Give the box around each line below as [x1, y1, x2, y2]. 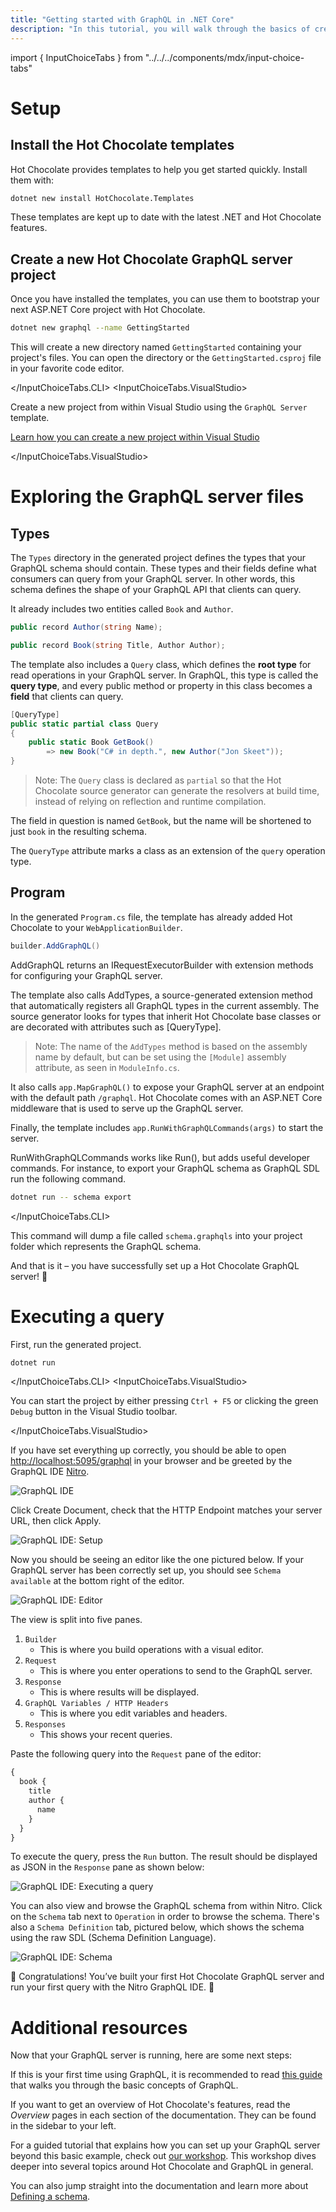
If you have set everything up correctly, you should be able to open [10, 1444, 287, 1456]
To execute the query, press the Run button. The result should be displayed [10, 1851, 318, 1863]
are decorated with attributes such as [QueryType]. [10, 1021, 222, 1033]
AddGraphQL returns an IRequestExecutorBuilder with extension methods [10, 959, 314, 971]
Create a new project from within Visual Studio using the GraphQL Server [10, 401, 308, 413]
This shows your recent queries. [39, 1729, 173, 1741]
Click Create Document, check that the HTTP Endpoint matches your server [10, 1504, 323, 1516]
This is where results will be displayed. [39, 1686, 200, 1698]
